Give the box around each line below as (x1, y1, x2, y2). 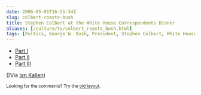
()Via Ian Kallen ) (6, 72, 46, 79)
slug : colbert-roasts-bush (6, 14, 74, 20)
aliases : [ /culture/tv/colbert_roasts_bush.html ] (6, 25, 133, 32)
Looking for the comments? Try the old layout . (6, 83, 101, 90)
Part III (14, 60, 31, 68)
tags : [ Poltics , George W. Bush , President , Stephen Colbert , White (6, 31, 181, 37)
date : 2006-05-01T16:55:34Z (6, 8, 77, 15)
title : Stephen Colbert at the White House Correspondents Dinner (6, 20, 175, 26)
